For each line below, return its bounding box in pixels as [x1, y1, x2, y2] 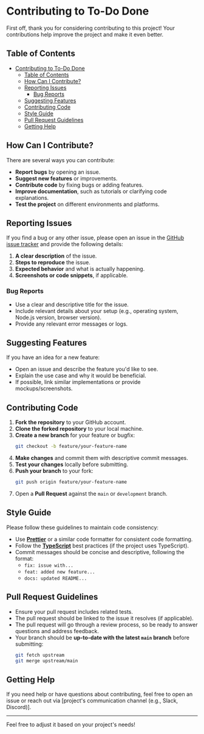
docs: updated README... [24, 575, 87, 581]
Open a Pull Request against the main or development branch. [15, 490, 168, 498]
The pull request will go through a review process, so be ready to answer [15, 621, 198, 628]
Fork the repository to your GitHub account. [15, 419, 126, 426]
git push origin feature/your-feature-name [15, 479, 127, 485]
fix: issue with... [24, 562, 74, 569]
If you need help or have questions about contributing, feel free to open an [6, 691, 193, 698]
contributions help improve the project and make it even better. [6, 30, 164, 38]
